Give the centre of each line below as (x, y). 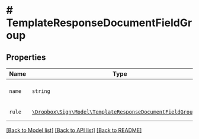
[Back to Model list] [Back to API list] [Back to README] (74, 130)
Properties (26, 57)
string (41, 91)
